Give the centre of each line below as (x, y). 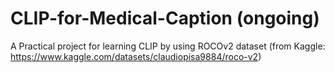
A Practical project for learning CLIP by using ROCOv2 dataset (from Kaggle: (168, 46)
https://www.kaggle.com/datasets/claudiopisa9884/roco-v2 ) (136, 56)
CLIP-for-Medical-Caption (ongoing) (165, 18)
